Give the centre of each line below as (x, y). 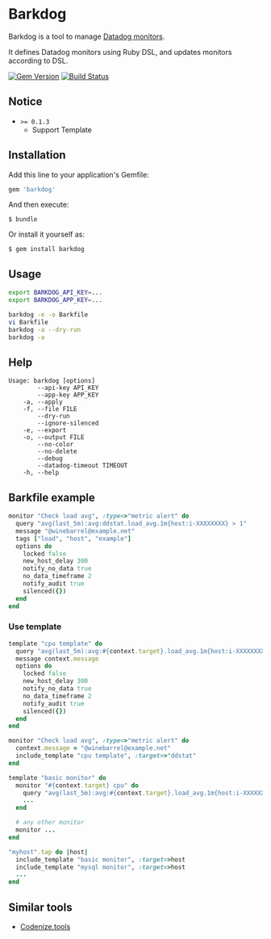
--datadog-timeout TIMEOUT (83, 466)
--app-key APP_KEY (68, 395)
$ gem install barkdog (46, 249)
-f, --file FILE (50, 409)
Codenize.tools (45, 926)
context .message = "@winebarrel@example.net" (94, 748)
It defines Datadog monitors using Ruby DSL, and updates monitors (120, 52)
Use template (35, 627)
